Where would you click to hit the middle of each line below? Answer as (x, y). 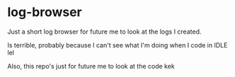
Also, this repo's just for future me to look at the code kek (91, 66)
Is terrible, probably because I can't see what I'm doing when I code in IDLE (117, 45)
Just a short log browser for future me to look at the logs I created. (104, 31)
